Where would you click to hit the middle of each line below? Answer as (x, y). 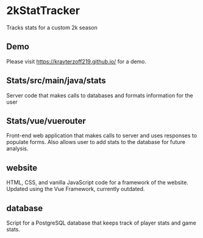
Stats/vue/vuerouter (46, 121)
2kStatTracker (43, 11)
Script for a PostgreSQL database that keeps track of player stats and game (101, 223)
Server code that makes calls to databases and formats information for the (100, 95)
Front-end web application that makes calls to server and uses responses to (101, 135)
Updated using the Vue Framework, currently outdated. (76, 189)
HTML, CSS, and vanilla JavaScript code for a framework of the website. (98, 182)
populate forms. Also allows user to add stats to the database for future (96, 142)
